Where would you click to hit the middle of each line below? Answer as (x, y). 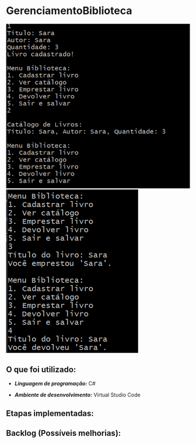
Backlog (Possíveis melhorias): (64, 433)
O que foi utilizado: (41, 369)
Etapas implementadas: (50, 413)
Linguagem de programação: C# (55, 384)
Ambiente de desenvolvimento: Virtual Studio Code (78, 395)
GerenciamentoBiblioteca (69, 11)
